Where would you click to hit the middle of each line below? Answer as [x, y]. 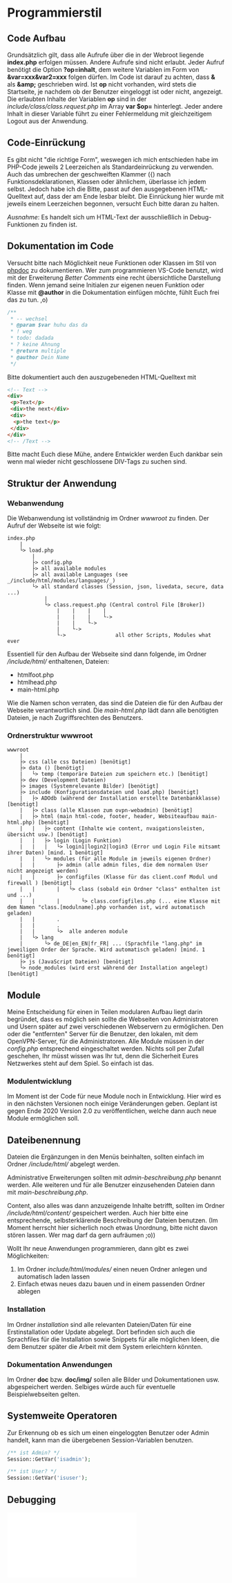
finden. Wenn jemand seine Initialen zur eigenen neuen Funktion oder [106, 284]
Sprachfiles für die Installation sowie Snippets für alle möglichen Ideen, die [113, 1339]
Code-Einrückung [47, 143]
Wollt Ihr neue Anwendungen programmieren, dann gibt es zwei [98, 1249]
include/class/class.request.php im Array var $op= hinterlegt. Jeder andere [115, 106]
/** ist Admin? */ [33, 1453]
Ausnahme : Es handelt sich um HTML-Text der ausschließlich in [98, 217]
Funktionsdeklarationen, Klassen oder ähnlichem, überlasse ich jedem [107, 181]
